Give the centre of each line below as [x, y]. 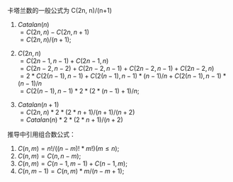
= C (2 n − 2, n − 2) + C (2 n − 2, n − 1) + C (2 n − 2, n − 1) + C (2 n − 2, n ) [117, 68]
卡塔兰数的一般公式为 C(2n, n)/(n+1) [59, 10]
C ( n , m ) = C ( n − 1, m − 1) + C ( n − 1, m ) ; [72, 164]
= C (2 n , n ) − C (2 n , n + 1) [55, 32]
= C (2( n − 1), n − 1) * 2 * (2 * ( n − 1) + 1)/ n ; [80, 91]
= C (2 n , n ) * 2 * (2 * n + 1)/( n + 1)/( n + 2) [78, 112]
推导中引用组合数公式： [41, 134]
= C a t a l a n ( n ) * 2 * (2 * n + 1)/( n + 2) [72, 120]
